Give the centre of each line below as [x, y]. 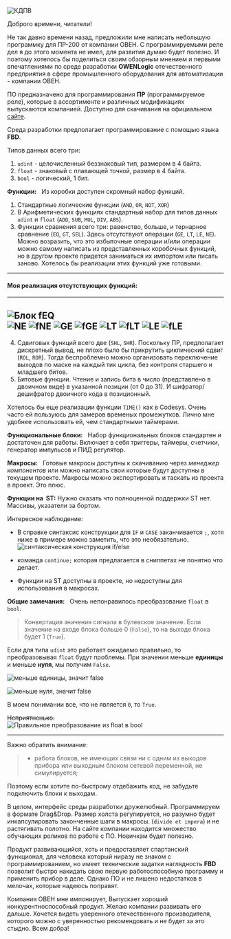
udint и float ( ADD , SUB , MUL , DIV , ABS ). [70, 219]
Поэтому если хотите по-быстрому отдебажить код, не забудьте [103, 786]
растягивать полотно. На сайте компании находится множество [102, 829]
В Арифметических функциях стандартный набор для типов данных [117, 212]
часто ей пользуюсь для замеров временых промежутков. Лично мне [111, 415]
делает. [28, 568]
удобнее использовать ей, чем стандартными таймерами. [93, 422]
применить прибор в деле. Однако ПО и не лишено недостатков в [104, 879]
